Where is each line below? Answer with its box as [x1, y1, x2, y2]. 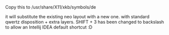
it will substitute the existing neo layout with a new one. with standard [5, 14, 150, 19]
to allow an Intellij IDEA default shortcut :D [5, 24, 92, 30]
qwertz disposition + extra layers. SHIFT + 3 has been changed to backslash [5, 19, 164, 25]
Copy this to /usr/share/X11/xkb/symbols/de [5, 4, 96, 10]
